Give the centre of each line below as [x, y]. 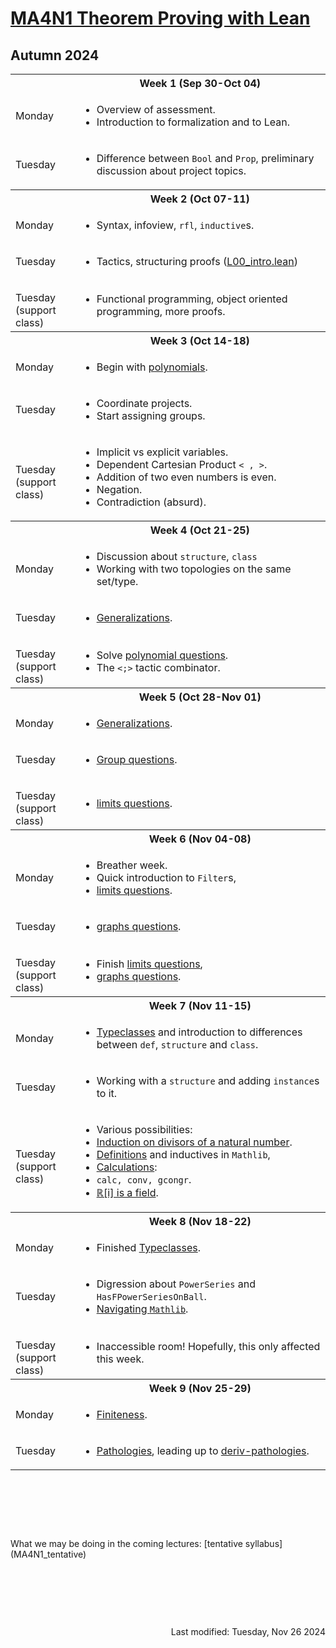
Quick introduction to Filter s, [166, 877]
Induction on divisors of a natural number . [194, 1142]
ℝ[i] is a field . [127, 1192]
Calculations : [127, 1167]
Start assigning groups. [151, 415]
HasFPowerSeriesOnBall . [151, 1296]
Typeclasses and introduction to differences [199, 1032]
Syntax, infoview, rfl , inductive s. [175, 225]
